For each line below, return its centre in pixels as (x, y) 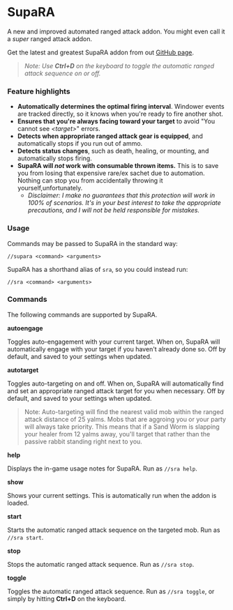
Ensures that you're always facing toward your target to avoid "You (116, 121)
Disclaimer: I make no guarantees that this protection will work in (121, 195)
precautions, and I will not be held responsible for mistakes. (114, 211)
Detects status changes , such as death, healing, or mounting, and (113, 151)
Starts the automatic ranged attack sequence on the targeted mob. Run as (114, 530)
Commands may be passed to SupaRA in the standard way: (92, 243)
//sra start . (25, 537)
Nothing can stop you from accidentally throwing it (90, 181)
